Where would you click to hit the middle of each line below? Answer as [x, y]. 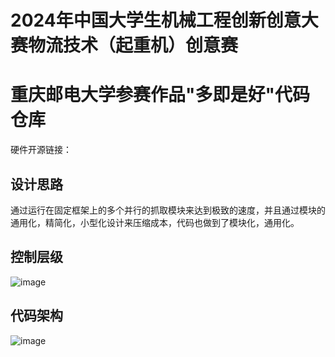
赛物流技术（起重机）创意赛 [124, 45]
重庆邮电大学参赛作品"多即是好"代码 [160, 95]
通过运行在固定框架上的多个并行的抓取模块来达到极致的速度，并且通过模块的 [168, 210]
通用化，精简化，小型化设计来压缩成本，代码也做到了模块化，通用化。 [155, 222]
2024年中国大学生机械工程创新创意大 [164, 20]
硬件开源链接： [41, 150]
